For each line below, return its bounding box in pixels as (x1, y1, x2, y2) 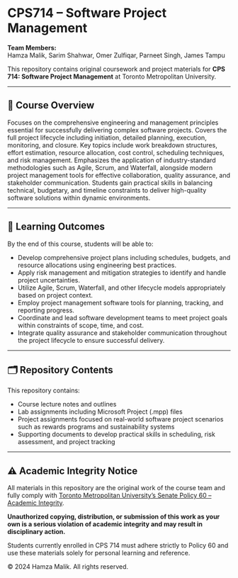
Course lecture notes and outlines (17, 400, 117, 409)
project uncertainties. (17, 276, 80, 284)
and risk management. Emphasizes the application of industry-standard (7, 156, 216, 164)
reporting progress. (17, 306, 74, 314)
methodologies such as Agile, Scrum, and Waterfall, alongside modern (7, 163, 213, 171)
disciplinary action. (7, 528, 66, 536)
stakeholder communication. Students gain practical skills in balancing (7, 178, 213, 187)
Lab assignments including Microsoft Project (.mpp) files (17, 407, 183, 416)
